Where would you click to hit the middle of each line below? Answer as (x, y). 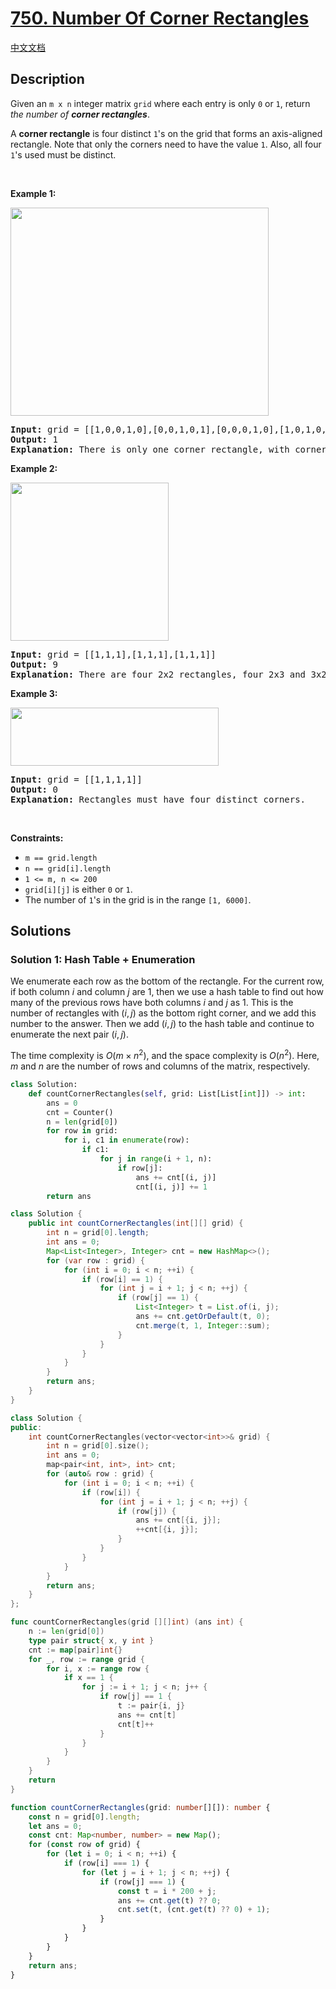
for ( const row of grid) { (84, 1845)
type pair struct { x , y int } (91, 1640)
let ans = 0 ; (55, 1826)
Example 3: (34, 693)
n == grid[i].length (67, 868)
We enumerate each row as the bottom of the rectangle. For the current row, (167, 981)
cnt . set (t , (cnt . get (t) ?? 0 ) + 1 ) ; (194, 1910)
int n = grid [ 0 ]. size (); (98, 1446)
